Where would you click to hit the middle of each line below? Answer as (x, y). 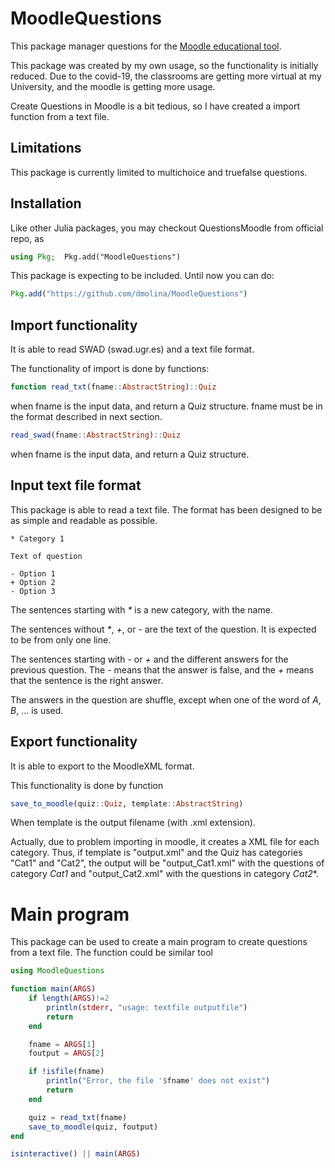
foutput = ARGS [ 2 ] (66, 1053)
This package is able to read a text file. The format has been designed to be (166, 509)
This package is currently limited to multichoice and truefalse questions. (159, 172)
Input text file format (76, 485)
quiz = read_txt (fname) (78, 1117)
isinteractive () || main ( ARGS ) (75, 1154)
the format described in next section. (86, 416)
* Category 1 (37, 538)
